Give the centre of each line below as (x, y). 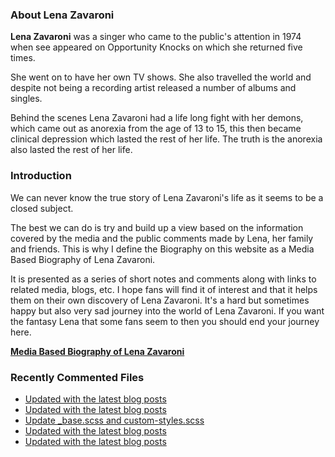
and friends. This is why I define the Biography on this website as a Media (162, 249)
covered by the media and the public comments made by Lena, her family (162, 238)
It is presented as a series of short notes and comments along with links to (163, 279)
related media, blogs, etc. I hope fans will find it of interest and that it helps (164, 289)
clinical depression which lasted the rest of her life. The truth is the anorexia (166, 139)
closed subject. (42, 208)
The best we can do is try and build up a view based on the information (157, 227)
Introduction (41, 176)
